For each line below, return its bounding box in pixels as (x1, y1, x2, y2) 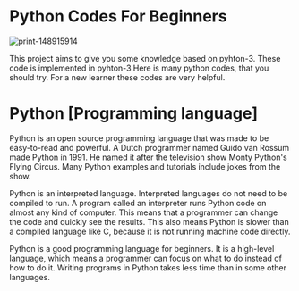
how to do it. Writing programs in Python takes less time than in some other (9, 262, 287, 273)
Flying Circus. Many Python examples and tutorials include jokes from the (9, 161, 281, 171)
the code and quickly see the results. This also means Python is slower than (9, 216, 289, 227)
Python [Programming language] (9, 104, 258, 124)
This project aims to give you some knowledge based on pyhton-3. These (9, 53, 281, 63)
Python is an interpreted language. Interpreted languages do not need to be (9, 187, 288, 198)
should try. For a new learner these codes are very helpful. (9, 71, 226, 82)
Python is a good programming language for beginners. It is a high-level (9, 243, 275, 254)
